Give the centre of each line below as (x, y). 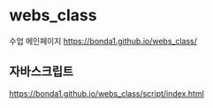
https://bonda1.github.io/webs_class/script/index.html (107, 93)
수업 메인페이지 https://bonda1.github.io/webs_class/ (103, 41)
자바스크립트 (41, 72)
